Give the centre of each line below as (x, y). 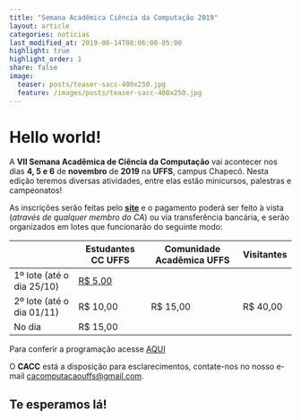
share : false (34, 68)
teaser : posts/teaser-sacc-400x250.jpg (92, 84)
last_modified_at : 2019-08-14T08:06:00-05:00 (95, 43)
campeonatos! (36, 190)
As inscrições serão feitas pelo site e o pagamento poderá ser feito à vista (146, 208)
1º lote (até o (42, 276)
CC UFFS (110, 260)
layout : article (39, 26)
